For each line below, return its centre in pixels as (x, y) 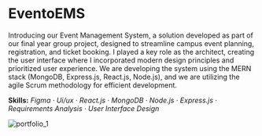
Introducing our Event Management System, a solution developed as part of (131, 35)
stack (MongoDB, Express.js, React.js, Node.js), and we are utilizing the (124, 77)
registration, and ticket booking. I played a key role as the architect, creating (131, 52)
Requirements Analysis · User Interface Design (84, 108)
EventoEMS (46, 14)
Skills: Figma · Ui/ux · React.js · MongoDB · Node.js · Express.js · (113, 100)
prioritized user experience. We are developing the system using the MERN (130, 68)
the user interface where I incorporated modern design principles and (121, 60)
